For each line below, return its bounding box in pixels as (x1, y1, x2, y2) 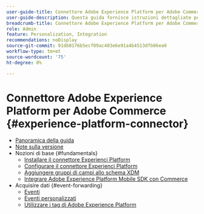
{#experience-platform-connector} (6, 116, 189, 130)
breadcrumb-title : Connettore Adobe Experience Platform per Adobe (6, 20, 181, 26)
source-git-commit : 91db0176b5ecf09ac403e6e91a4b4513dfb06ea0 (6, 43, 167, 49)
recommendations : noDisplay (6, 37, 78, 43)
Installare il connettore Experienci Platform (24, 156, 131, 164)
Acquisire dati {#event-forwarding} (15, 182, 103, 189)
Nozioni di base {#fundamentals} (15, 150, 98, 157)
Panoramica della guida (15, 137, 74, 144)
